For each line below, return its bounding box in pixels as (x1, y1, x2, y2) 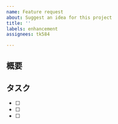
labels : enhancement (6, 25, 59, 32)
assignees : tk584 (6, 31, 50, 38)
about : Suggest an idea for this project (6, 15, 113, 21)
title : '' (6, 20, 31, 26)
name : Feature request (6, 8, 64, 15)
